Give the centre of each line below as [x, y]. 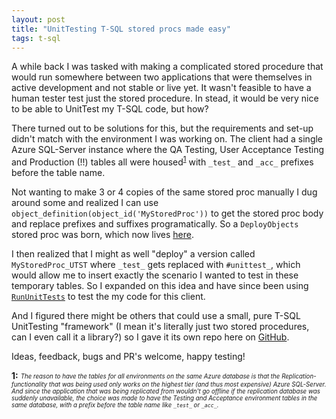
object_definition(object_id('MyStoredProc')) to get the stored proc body [167, 213]
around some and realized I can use [85, 203]
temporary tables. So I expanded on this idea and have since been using [160, 286]
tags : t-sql [36, 38]
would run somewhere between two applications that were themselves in [162, 77]
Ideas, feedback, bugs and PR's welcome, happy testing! [128, 357]
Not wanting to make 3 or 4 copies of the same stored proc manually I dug [164, 192]
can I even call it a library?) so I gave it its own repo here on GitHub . [150, 337]
